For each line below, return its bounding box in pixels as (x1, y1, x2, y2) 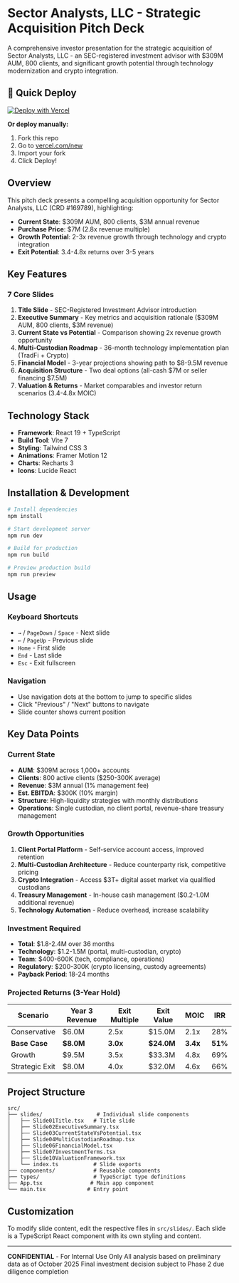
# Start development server (7, 525, 91, 532)
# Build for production (7, 545, 78, 552)
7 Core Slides (7, 289, 55, 299)
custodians (17, 883, 51, 891)
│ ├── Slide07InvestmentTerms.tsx (7, 1148, 116, 1155)
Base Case (11, 1039, 48, 1049)
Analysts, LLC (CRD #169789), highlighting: (7, 203, 134, 212)
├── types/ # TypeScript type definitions (7, 1173, 186, 1180)
